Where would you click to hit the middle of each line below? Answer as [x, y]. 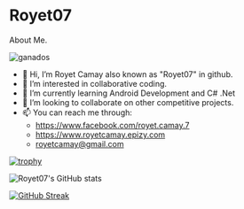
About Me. [28, 40]
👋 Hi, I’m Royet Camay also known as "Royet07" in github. [127, 74]
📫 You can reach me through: [77, 112]
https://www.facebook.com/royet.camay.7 [112, 125]
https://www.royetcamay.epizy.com [100, 135]
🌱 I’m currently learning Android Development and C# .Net [128, 93]
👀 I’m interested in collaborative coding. [94, 83]
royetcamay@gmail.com [79, 143]
